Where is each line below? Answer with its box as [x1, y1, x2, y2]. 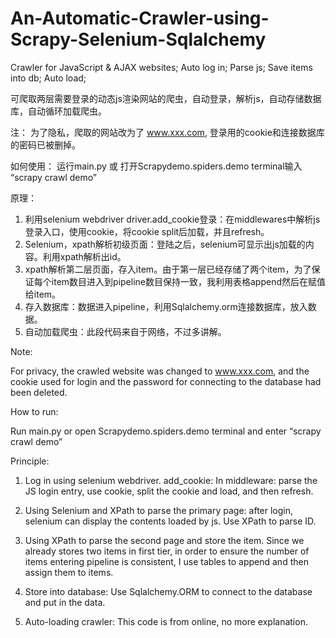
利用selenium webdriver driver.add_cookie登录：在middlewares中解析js [24, 213, 321, 225]
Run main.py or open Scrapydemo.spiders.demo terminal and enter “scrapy [10, 425, 322, 437]
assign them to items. [24, 566, 114, 578]
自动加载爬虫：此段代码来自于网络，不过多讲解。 [24, 325, 227, 337]
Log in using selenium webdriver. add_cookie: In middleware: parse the [24, 474, 318, 486]
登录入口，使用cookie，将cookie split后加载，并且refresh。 [24, 225, 270, 237]
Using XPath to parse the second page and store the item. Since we [24, 534, 305, 546]
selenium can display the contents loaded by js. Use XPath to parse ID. [24, 515, 317, 527]
